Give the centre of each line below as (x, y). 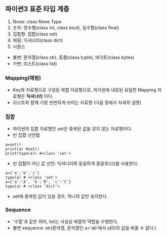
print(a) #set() (22, 149)
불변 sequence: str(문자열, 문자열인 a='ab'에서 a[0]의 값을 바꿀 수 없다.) (85, 228)
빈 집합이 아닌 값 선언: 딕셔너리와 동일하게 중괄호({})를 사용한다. (75, 164)
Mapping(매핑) (23, 78)
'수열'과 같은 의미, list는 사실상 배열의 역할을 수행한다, (66, 221)
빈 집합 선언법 (26, 135)
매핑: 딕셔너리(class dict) (38, 40)
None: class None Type (37, 21)
